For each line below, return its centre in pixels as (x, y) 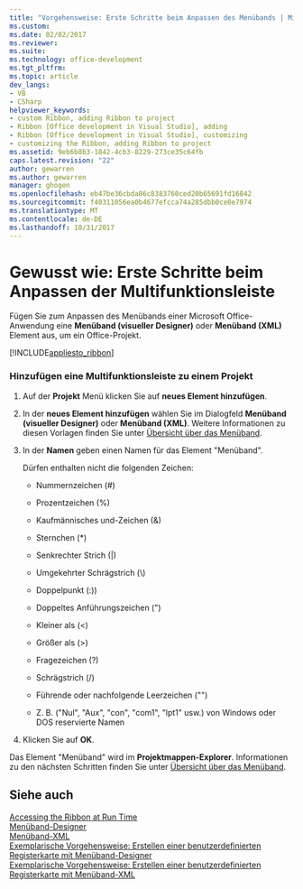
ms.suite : (28, 51)
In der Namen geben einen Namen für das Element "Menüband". (142, 450)
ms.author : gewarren (48, 177)
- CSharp (26, 102)
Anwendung (32, 326)
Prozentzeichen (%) (73, 503)
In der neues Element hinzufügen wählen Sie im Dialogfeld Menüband (154, 413)
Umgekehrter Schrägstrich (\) (91, 572)
